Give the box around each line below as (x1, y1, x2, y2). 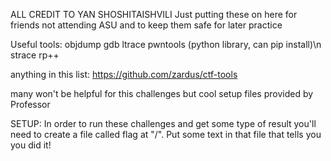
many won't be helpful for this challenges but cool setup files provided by (10, 88, 314, 99)
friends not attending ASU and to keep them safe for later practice (10, 19, 283, 31)
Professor (10, 99, 51, 110)
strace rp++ (10, 49, 60, 61)
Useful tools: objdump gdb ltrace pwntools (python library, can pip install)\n (10, 39, 322, 50)
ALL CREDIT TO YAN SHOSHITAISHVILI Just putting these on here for (10, 9, 298, 20)
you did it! (10, 139, 52, 151)
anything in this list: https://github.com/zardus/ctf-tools (10, 69, 238, 80)
